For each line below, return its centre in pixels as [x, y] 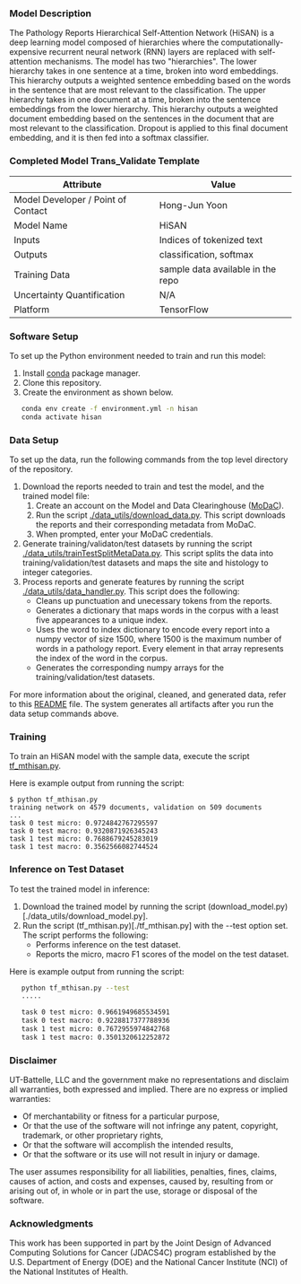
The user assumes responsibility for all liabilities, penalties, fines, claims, [143, 1172]
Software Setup [44, 336]
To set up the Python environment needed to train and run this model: [138, 355]
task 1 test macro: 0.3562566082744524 [84, 847]
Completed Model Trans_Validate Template [104, 162]
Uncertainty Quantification [69, 294]
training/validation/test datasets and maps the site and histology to [145, 563]
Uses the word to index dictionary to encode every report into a [153, 629]
